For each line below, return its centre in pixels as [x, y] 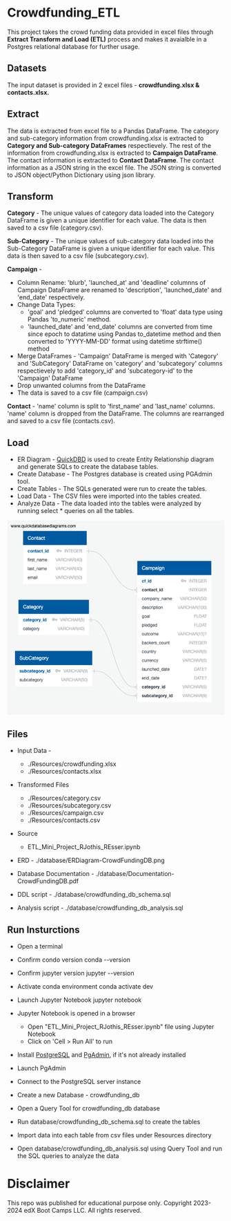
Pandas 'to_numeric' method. [69, 319]
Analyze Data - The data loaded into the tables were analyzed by [109, 503]
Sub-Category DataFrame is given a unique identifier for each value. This [111, 249]
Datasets [27, 68]
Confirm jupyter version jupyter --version [76, 973]
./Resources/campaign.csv [66, 813]
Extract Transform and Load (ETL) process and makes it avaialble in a [107, 39]
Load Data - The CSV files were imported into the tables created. [109, 496]
